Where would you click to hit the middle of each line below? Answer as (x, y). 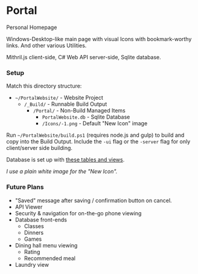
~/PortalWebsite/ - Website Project (59, 98)
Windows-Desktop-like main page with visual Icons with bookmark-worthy (99, 39)
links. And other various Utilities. (46, 45)
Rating (32, 252)
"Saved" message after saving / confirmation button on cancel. (93, 200)
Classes (34, 226)
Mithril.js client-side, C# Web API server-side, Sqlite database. (84, 57)
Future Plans (25, 187)
